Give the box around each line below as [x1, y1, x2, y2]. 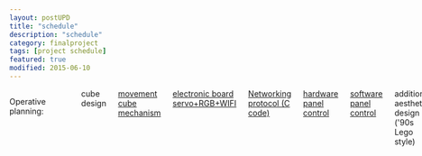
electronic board [172, 87, 234, 99]
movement [117, 87, 158, 99]
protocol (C [247, 97, 290, 108]
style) [394, 136, 416, 147]
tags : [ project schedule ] [9, 47, 106, 56]
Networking [247, 87, 292, 99]
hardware [303, 87, 339, 99]
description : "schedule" [9, 30, 103, 39]
